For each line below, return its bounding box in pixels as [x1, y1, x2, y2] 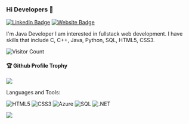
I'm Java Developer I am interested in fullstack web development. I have [6, 30, 183, 37]
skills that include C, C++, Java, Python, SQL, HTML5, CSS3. [6, 37, 155, 44]
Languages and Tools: [6, 88, 61, 96]
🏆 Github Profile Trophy [6, 62, 67, 69]
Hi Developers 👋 [6, 5, 54, 14]
